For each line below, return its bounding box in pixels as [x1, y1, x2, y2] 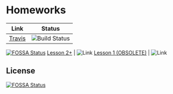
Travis [9, 34, 26, 42]
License [6, 66, 36, 76]
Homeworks [6, 3, 66, 17]
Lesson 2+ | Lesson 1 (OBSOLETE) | [47, 49, 150, 56]
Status [41, 24, 60, 32]
